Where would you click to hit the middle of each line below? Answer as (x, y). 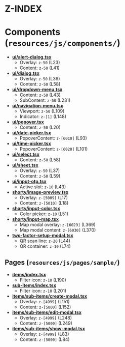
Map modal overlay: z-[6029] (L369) (57, 225)
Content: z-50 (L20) (40, 127)
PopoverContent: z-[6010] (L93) (53, 138)
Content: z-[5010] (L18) (44, 203)
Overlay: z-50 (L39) (40, 79)
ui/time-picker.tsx (31, 143)
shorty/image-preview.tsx (40, 192)
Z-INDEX (24, 9)
